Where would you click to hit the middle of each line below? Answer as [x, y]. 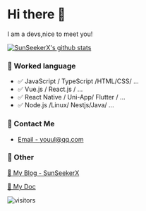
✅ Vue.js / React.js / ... [50, 89]
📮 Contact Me [31, 124]
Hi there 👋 [36, 14]
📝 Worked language [42, 66]
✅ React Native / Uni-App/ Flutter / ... [71, 97]
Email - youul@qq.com [50, 139]
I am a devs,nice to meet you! [50, 34]
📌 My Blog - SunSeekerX [43, 173]
